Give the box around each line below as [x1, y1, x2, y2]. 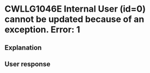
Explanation [4, 43, 42, 52]
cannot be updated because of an [4, 14, 145, 25]
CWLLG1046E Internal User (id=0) [4, 3, 146, 15]
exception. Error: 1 [4, 24, 80, 35]
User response [4, 60, 50, 68]
